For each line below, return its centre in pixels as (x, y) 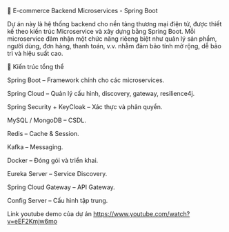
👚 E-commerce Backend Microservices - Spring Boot (82, 11)
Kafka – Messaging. (35, 147)
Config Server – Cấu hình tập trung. (58, 201)
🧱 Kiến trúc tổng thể (36, 67)
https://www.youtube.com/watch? (141, 214)
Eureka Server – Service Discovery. (57, 174)
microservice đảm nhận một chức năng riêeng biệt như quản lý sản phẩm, (112, 39)
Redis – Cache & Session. (43, 134)
